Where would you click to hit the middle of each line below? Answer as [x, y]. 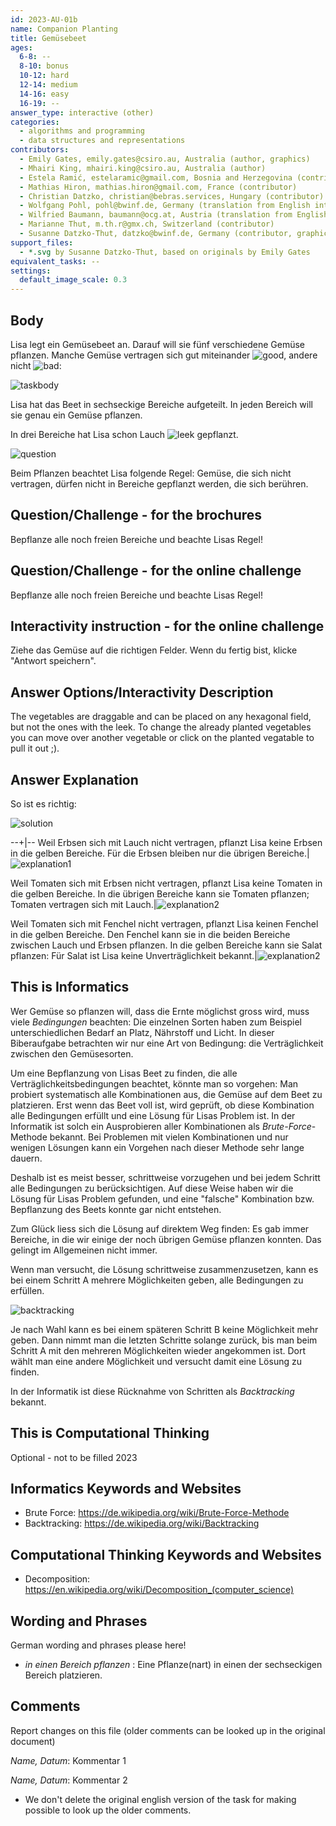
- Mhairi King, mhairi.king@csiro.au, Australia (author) [143, 168]
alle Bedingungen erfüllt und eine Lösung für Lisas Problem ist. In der [153, 1115]
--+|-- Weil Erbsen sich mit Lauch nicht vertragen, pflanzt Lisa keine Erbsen [166, 842]
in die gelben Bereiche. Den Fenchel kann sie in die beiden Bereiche [150, 934]
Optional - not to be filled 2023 [74, 1457]
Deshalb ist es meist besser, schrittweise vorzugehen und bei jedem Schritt [165, 1177]
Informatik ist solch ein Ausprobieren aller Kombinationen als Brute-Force [161, 1126]
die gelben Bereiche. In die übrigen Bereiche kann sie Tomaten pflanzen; [160, 894]
